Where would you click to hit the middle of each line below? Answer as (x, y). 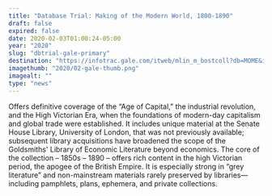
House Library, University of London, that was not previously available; (126, 132)
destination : (30, 61)
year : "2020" (30, 46)
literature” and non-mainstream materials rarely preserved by (110, 175)
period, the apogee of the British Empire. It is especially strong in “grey (126, 166)
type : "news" (30, 83)
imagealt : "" (30, 76)
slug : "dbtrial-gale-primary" (59, 53)
